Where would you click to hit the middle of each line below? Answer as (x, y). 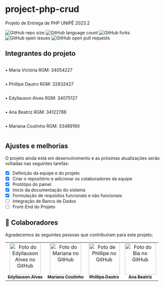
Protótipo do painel (32, 184)
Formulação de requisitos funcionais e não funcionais (67, 195)
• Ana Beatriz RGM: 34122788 (36, 112)
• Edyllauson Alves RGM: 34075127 (41, 98)
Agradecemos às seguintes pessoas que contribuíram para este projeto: (79, 235)
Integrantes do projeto (41, 54)
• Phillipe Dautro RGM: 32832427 (39, 84)
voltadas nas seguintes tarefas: (37, 163)
